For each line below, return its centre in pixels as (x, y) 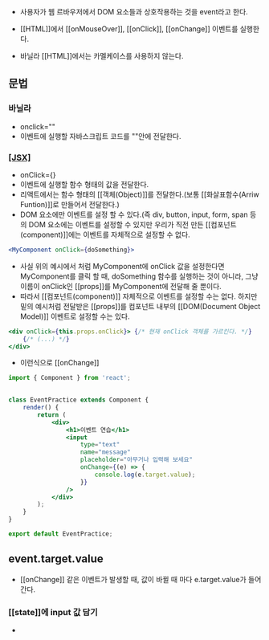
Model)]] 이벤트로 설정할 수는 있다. (75, 316)
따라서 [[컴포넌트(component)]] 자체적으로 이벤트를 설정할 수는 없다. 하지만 (139, 296)
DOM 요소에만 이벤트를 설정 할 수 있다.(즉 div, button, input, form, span (134, 214)
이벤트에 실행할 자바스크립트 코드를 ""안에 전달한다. (100, 136)
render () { (41, 408)
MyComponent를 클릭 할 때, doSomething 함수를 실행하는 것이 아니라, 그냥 (139, 276)
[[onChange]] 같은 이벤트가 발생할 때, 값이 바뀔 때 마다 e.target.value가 (133, 579)
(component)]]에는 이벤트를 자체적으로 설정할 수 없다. (105, 234)
